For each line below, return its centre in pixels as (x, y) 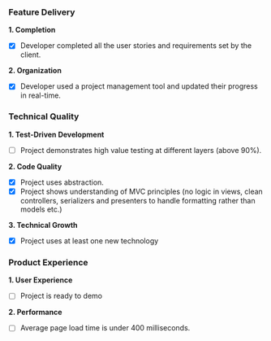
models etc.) (41, 209)
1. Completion (32, 30)
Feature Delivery (42, 12)
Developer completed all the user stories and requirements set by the (136, 46)
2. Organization (35, 71)
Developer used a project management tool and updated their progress (139, 86)
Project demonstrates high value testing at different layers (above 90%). (141, 150)
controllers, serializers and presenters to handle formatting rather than (138, 200)
